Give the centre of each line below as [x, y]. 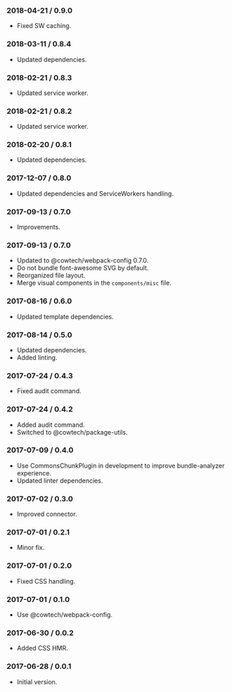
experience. [34, 473]
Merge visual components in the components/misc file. [94, 283]
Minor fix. [31, 548]
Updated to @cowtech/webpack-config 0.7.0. [83, 261]
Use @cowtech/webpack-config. [65, 615]
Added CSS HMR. [42, 648]
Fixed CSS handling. [46, 581]
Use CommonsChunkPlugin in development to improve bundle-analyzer [121, 466]
